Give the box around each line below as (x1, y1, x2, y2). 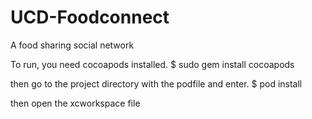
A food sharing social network (10, 39, 135, 51)
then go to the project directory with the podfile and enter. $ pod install (10, 77, 303, 90)
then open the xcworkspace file (10, 97, 141, 109)
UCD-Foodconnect (10, 6, 170, 29)
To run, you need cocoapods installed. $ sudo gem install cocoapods (10, 58, 295, 70)
